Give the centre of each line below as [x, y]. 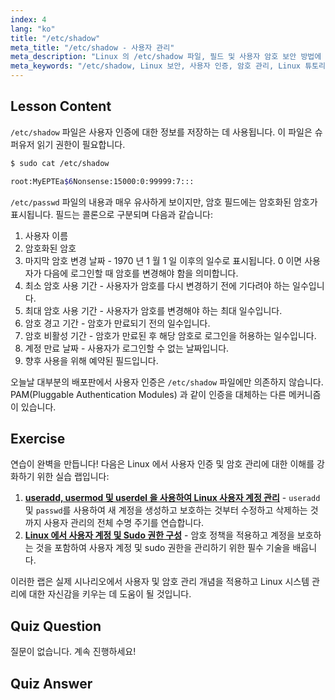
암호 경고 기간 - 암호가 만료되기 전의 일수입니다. [117, 323]
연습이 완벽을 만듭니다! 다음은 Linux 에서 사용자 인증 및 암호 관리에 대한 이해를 [162, 464]
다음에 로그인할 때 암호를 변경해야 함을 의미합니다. [141, 273]
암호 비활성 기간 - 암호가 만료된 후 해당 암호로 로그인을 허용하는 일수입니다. [170, 335]
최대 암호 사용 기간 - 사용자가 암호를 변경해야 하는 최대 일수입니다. [153, 310]
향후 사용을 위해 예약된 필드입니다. [91, 360]
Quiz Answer [51, 683]
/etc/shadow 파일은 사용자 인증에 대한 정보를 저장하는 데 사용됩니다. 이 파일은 [161, 132]
